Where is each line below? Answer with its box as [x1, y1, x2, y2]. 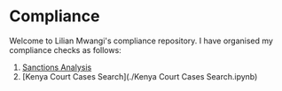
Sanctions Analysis [21, 62, 92, 72]
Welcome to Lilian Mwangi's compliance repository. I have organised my [9, 35, 273, 46]
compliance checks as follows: [9, 44, 121, 55]
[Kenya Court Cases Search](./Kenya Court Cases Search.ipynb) [21, 71, 258, 81]
